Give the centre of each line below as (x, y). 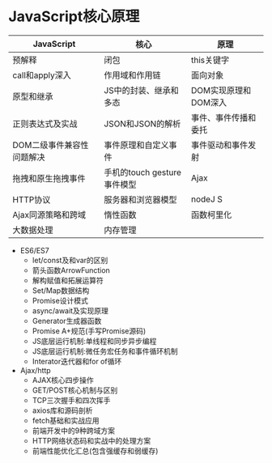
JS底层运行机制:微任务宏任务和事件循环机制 (105, 351)
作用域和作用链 (132, 75)
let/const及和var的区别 (70, 260)
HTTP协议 (32, 199)
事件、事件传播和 (223, 117)
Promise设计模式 (60, 300)
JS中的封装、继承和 (142, 90)
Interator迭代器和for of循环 (77, 361)
